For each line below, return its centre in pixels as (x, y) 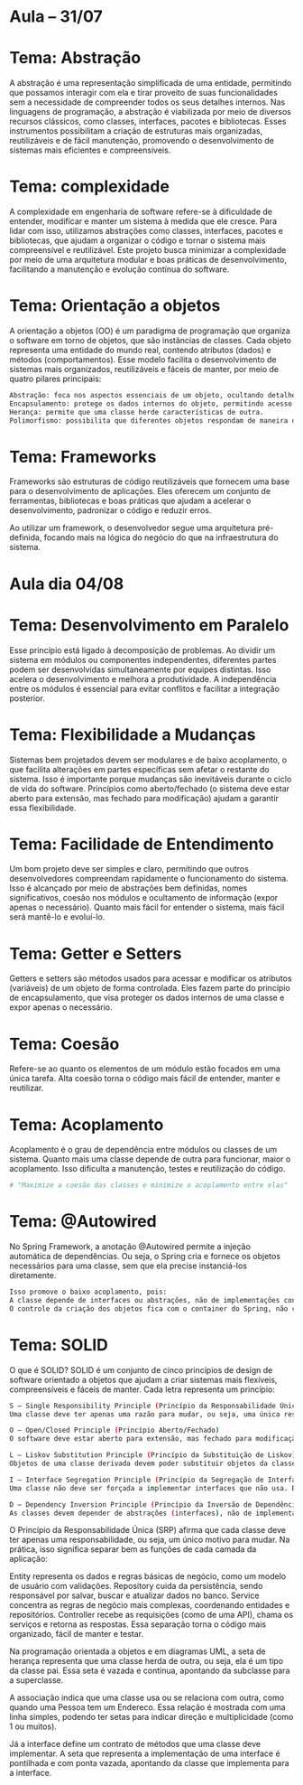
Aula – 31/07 (56, 17)
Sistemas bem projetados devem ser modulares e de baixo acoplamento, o (148, 760)
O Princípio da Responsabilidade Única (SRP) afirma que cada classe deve (148, 1530)
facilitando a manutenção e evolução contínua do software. (119, 269)
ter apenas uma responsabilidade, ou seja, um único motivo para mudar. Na (150, 1540)
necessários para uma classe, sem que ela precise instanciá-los (129, 1266)
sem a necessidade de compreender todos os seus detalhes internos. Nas (147, 102)
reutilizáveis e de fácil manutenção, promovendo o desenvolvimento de (142, 141)
